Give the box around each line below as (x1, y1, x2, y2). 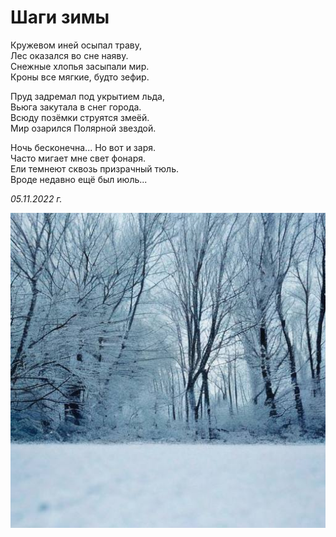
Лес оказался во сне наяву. (10, 49, 129, 61)
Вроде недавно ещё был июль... (10, 173, 148, 185)
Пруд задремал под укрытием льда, (10, 90, 165, 102)
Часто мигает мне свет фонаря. (10, 152, 147, 164)
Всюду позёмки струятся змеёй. (10, 111, 150, 123)
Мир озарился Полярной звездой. (10, 122, 157, 134)
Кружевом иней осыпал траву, (10, 39, 142, 51)
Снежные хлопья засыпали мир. (10, 60, 150, 72)
